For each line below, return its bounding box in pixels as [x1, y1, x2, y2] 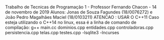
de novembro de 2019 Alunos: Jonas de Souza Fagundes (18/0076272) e [5, 9, 153, 15]
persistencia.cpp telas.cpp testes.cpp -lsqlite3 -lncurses [5, 30, 119, 35]
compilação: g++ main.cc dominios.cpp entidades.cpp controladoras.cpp [5, 25, 154, 30]
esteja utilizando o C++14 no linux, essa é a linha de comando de [5, 19, 137, 25]
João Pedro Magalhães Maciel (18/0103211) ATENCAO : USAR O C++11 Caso [5, 14, 160, 20]
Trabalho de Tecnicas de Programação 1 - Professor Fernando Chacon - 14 [5, 4, 157, 10]
